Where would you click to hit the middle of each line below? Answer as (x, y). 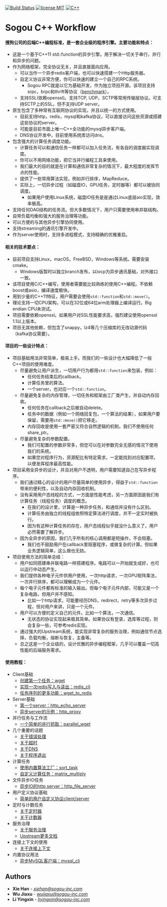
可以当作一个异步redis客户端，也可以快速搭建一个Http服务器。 (84, 73)
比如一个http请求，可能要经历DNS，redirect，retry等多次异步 (90, 600)
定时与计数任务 (28, 805)
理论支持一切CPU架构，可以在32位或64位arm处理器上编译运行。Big (82, 302)
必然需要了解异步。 (47, 532)
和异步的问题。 (28, 61)
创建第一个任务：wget (42, 680)
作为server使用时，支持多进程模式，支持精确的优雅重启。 (71, 235)
